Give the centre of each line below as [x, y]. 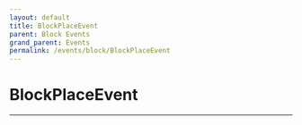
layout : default [40, 17]
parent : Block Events [50, 34]
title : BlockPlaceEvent [54, 26]
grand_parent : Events [50, 42]
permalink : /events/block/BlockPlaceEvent [90, 51]
